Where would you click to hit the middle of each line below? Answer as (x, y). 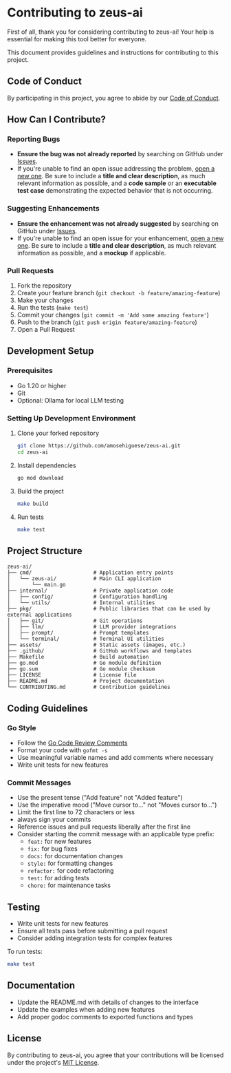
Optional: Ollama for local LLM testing (70, 400)
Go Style (22, 727)
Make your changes (45, 300)
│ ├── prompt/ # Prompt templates (78, 633)
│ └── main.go (37, 585)
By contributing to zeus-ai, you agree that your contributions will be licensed (115, 1055)
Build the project (40, 491)
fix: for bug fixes (52, 849)
